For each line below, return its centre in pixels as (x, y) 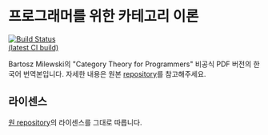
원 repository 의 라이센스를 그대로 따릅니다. (75, 122)
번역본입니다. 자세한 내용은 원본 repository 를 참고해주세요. (114, 73)
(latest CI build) (34, 47)
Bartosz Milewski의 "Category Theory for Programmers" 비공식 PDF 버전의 (130, 64)
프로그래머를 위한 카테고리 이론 (104, 16)
